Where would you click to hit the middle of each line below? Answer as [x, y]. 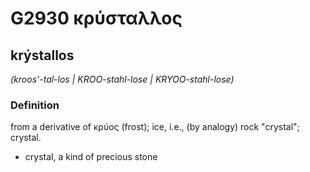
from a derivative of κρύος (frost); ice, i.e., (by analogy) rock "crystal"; [155, 127]
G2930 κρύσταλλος [96, 18]
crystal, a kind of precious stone [91, 157]
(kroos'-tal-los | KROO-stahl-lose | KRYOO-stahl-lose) [122, 79]
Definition [35, 105]
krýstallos [42, 55]
